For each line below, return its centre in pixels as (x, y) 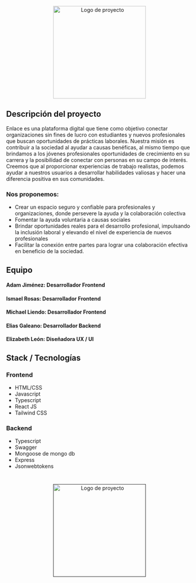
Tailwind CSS (31, 413)
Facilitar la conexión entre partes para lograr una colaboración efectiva (101, 245)
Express (25, 460)
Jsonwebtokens (34, 466)
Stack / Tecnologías (44, 358)
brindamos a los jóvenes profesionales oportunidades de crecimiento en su (98, 154)
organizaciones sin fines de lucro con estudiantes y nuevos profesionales (96, 135)
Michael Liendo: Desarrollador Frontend (56, 312)
